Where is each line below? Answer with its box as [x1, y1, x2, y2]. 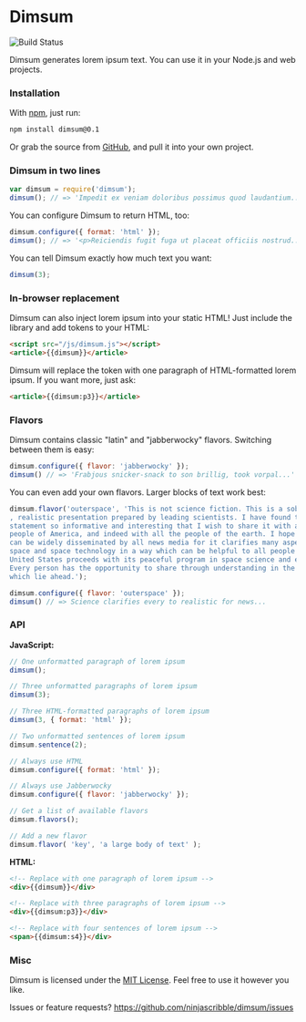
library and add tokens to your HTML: [9, 322, 150, 334]
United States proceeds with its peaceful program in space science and [9, 555, 291, 564]
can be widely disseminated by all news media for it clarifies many [9, 538, 280, 548]
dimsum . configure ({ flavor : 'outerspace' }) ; [9, 588, 185, 598]
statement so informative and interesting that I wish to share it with [9, 521, 291, 531]
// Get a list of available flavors [9, 807, 148, 816]
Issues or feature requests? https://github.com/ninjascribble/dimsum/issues [9, 1002, 294, 1013]
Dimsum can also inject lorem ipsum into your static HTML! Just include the [9, 313, 293, 324]
